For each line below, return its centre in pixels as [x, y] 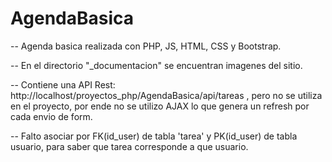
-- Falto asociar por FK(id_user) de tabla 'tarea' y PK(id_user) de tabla [154, 136]
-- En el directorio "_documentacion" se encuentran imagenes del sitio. [156, 65]
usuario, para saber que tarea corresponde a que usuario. [129, 146]
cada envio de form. [51, 116]
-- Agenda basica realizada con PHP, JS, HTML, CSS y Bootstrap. [146, 46]
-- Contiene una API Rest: [63, 84]
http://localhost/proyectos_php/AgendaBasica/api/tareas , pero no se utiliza [166, 95]
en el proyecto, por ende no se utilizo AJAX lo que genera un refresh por [160, 106]
